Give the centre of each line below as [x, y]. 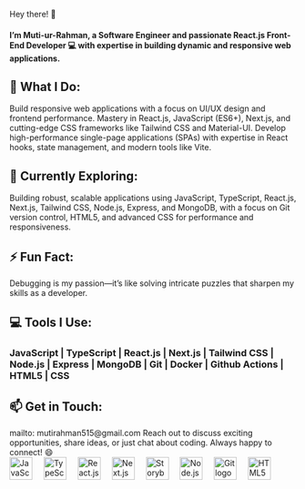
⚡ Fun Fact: [42, 256]
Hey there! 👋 [33, 14]
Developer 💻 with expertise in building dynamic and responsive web [158, 45]
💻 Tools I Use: [51, 323]
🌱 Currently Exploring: [74, 176]
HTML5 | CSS [40, 376]
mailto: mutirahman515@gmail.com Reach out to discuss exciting [131, 433]
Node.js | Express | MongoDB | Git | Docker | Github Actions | [147, 364]
